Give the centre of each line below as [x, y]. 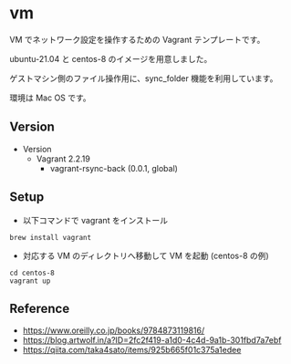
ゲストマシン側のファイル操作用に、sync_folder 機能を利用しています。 [144, 78]
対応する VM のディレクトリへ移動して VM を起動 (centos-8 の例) [145, 255]
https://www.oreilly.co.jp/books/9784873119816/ [114, 330]
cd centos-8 [32, 273]
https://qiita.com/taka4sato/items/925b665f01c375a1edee [132, 350]
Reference [40, 308]
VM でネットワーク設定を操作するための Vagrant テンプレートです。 [137, 39]
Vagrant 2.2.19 [63, 159]
